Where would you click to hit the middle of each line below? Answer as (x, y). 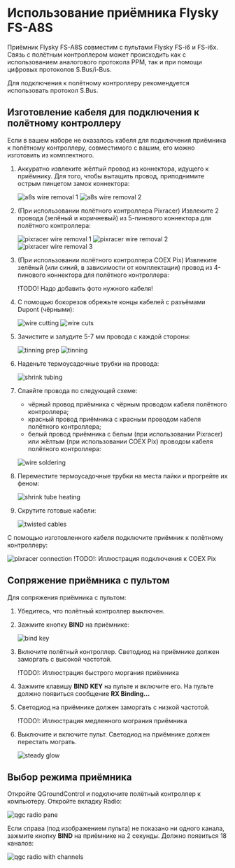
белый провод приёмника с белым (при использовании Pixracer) (125, 434)
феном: (28, 483)
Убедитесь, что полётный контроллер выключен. (91, 611)
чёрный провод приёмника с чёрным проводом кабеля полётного (127, 404)
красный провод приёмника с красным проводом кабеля (114, 419)
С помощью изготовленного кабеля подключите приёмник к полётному (115, 537)
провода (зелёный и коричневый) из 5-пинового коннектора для (114, 218)
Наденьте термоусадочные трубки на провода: (88, 363)
